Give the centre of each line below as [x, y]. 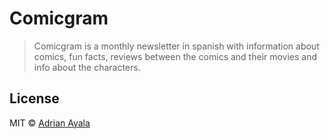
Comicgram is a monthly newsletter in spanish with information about [176, 46]
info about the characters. [87, 67]
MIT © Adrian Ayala [50, 123]
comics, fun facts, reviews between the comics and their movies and [175, 56]
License [34, 98]
